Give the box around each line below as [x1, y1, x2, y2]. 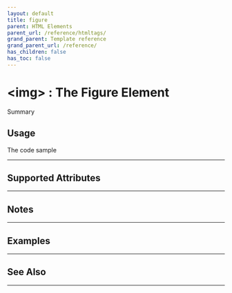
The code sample [7, 145, 57, 154]
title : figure [7, 17, 48, 23]
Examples [7, 235, 50, 247]
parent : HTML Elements [7, 23, 72, 30]
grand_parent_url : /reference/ [7, 42, 97, 49]
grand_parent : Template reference [7, 36, 107, 43]
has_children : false [7, 49, 67, 56]
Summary [7, 108, 35, 116]
